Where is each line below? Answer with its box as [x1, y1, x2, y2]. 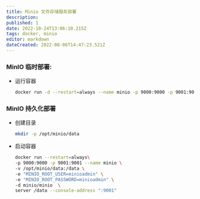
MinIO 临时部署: [6, 63, 52, 71]
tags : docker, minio [6, 31, 58, 37]
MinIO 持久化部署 [6, 104, 56, 113]
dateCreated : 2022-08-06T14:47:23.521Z [6, 42, 106, 48]
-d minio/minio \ [14, 182, 61, 188]
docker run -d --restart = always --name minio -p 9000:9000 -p [14, 89, 173, 95]
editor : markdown [6, 36, 50, 42]
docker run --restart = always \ [14, 154, 91, 161]
